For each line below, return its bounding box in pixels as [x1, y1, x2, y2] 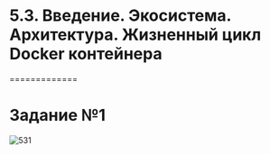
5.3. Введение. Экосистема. [9, 5, 232, 26]
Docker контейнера [9, 44, 163, 64]
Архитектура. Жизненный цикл [9, 24, 262, 45]
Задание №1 [9, 105, 107, 126]
